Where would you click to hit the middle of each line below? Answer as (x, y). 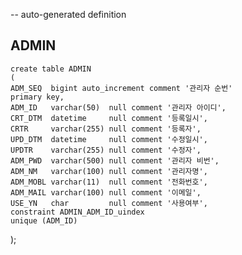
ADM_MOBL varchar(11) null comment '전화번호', (109, 182)
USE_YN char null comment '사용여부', (109, 203)
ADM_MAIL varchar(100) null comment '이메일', (106, 192)
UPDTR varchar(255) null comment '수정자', (106, 150)
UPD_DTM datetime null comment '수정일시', (109, 139)
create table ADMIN (51, 69)
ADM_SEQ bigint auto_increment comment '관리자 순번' (121, 88)
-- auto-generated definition (68, 14)
